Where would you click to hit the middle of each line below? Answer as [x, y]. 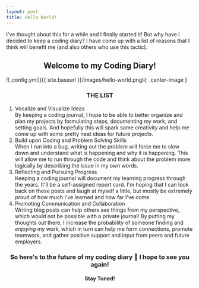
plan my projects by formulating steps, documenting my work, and [96, 121]
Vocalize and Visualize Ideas [50, 109]
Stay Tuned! [100, 278]
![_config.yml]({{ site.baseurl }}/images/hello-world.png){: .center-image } [97, 80]
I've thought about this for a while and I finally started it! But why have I [93, 34]
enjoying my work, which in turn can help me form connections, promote [104, 229]
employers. [29, 241]
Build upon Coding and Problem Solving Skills [70, 140]
